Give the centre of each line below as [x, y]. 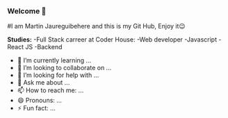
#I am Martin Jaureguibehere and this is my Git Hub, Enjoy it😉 [96, 26]
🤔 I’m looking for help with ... [58, 75]
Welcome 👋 [27, 11]
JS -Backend [44, 47]
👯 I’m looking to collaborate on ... [64, 68]
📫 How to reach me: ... [50, 90]
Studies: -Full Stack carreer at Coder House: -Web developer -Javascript [112, 40]
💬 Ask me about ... [43, 83]
